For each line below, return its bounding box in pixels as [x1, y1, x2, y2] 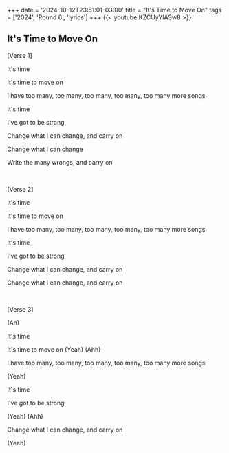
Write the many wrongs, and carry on [7, 158, 113, 166]
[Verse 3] [7, 305, 34, 313]
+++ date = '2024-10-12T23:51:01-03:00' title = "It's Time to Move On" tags [7, 6, 222, 14]
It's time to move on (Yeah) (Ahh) [7, 345, 101, 354]
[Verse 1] [7, 51, 32, 59]
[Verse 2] [7, 185, 34, 193]
